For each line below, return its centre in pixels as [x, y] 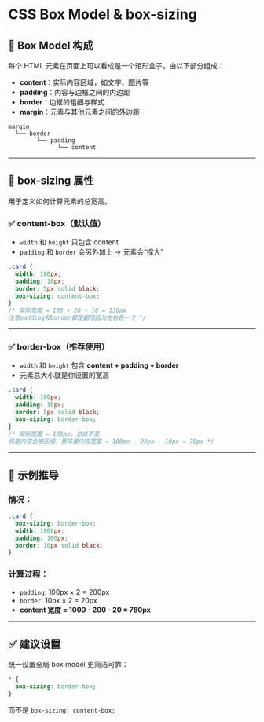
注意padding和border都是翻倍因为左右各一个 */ [77, 318]
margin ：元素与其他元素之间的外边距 [79, 112]
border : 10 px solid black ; [59, 545]
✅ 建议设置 [35, 645]
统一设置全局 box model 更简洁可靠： [68, 665]
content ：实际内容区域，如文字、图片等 [84, 82]
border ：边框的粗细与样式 [62, 102]
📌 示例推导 [33, 475]
